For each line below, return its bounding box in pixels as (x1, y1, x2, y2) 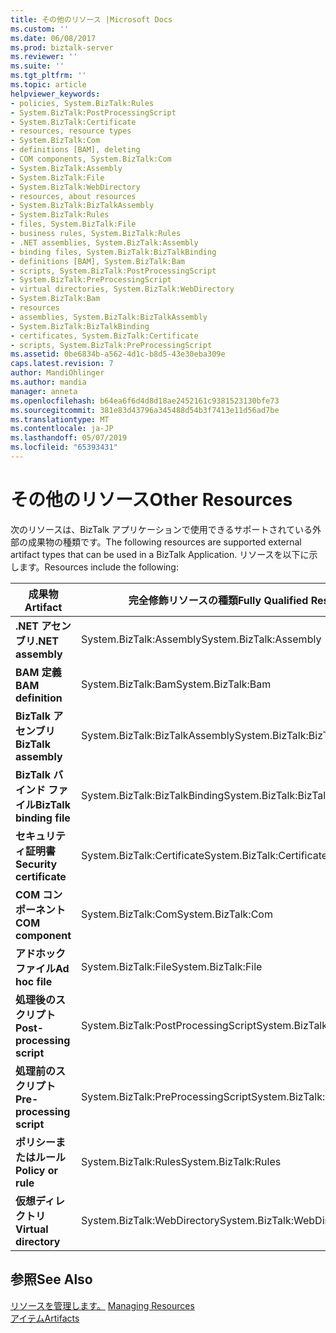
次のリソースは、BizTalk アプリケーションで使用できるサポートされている (10, 523, 313, 535)
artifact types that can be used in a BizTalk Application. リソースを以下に (10, 548, 310, 560)
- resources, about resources (10, 191, 137, 201)
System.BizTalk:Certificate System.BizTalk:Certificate (81, 848, 328, 862)
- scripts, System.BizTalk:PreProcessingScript (10, 340, 213, 350)
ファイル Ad (15, 961, 70, 975)
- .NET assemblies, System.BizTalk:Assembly (10, 237, 199, 248)
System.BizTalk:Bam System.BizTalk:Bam (81, 677, 272, 691)
